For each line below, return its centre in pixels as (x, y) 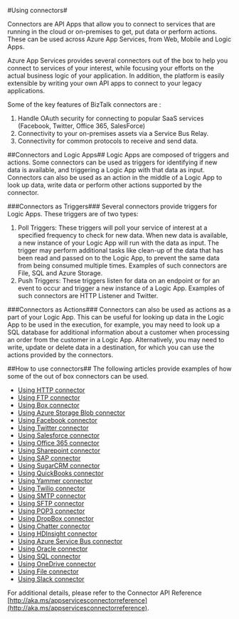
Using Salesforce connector (59, 435)
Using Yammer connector (55, 481)
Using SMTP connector (52, 496)
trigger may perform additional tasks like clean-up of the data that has (121, 250)
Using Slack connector (51, 579)
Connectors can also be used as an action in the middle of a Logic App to (115, 178)
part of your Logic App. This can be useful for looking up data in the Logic (116, 317)
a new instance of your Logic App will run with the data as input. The (118, 243)
